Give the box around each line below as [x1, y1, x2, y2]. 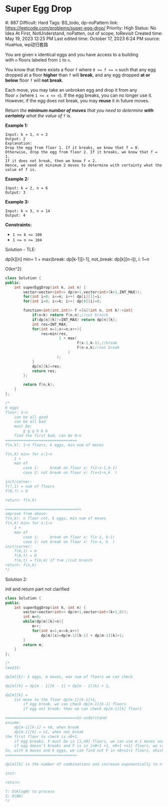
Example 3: [5, 198, 29, 205]
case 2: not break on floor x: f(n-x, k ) [23, 539, 115, 544]
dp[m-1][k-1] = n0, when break [14, 725, 79, 730]
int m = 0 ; [23, 615, 41, 620]
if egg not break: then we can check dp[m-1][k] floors [23, 706, 142, 712]
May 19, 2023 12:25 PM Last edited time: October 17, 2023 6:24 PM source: [5, 36, 160, 42]
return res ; [31, 368, 57, 373]
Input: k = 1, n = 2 [5, 132, 48, 137]
